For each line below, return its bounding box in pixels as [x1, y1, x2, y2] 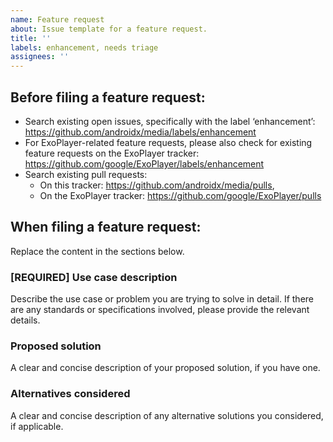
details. [10, 314, 41, 326]
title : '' [10, 33, 52, 43]
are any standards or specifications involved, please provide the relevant [10, 304, 310, 316]
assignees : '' [10, 52, 70, 62]
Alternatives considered [10, 387, 131, 401]
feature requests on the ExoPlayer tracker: [24, 147, 200, 159]
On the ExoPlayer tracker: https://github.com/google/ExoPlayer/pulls [39, 189, 322, 201]
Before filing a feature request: [10, 89, 206, 106]
